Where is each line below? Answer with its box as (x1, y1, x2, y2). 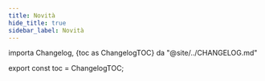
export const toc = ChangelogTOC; (8, 64, 124, 73)
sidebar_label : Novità (8, 26, 84, 34)
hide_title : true (8, 19, 67, 27)
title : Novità (8, 11, 56, 20)
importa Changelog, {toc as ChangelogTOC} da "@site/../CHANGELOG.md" (8, 48, 258, 58)
